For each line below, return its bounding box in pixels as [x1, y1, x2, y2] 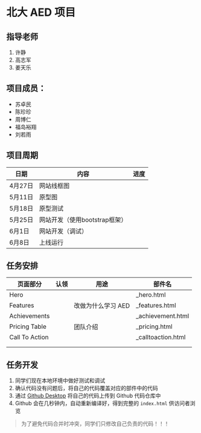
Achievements [9, 312, 50, 320]
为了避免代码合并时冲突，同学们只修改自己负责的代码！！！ [21, 420, 170, 428]
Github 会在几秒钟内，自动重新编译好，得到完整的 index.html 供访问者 [14, 400, 190, 407]
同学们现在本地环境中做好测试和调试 [14, 377, 106, 385]
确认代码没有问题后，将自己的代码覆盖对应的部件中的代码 [14, 385, 158, 392]
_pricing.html [135, 322, 173, 331]
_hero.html [135, 291, 166, 299]
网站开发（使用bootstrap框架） [39, 216, 127, 224]
